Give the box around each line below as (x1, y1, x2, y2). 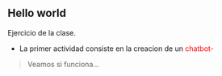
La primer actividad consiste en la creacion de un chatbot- (19, 44, 215, 53)
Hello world (7, 6, 66, 20)
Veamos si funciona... (27, 59, 100, 69)
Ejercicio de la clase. (7, 27, 76, 37)
